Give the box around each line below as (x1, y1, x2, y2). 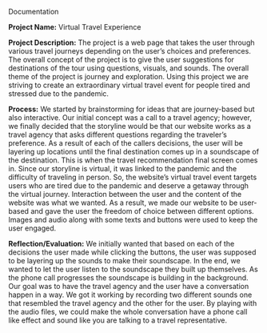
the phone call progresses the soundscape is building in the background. (8, 273, 249, 283)
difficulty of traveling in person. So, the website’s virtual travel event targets (8, 172, 257, 182)
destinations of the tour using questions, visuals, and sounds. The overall (8, 63, 249, 73)
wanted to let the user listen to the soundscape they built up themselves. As (8, 264, 258, 274)
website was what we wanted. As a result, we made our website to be (8, 198, 238, 207)
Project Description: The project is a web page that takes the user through (8, 38, 255, 47)
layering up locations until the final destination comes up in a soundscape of (8, 147, 260, 156)
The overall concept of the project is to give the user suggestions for (8, 55, 234, 64)
